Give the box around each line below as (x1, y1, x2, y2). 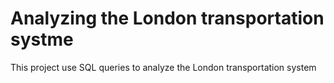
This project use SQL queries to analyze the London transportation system (10, 61, 317, 73)
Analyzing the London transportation (10, 7, 325, 30)
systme (10, 28, 74, 51)
